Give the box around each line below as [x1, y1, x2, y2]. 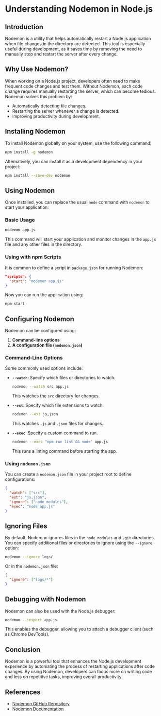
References [5, 688, 41, 696]
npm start [5, 301, 25, 307]
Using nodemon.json [5, 460, 51, 467]
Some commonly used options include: [5, 365, 83, 371]
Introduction [5, 23, 44, 31]
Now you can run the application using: [5, 292, 83, 298]
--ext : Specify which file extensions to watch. [12, 402, 104, 409]
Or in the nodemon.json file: [5, 563, 58, 569]
